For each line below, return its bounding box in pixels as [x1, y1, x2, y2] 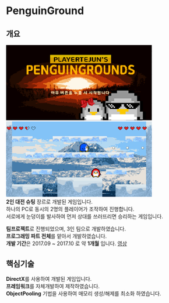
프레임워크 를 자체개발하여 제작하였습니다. [6, 283, 100, 290]
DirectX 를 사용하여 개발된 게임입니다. [6, 276, 92, 283]
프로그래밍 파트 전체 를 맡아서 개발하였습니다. [6, 233, 107, 240]
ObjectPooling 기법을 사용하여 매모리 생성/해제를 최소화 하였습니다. [6, 290, 161, 297]
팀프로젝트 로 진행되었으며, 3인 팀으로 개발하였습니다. [6, 225, 126, 232]
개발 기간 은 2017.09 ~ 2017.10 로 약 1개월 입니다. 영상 [6, 240, 127, 247]
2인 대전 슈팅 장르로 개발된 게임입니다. [6, 198, 93, 205]
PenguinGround [6, 4, 85, 18]
